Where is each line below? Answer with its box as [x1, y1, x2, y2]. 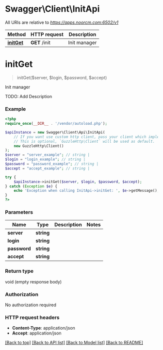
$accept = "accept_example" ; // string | [5, 166, 90, 171]
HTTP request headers [5, 314, 60, 321]
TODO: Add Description [5, 93, 52, 99]
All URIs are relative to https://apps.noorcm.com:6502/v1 [5, 19, 119, 25]
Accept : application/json [12, 330, 62, 336]
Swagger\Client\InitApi [5, 3, 100, 15]
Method [7, 31, 26, 37]
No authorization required [5, 302, 57, 308]
